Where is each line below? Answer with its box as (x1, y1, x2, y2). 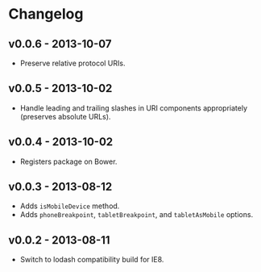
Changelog (8, 5, 84, 23)
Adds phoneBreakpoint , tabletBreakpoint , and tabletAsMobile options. (19, 210, 254, 220)
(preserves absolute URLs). (19, 111, 111, 121)
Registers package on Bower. (19, 157, 118, 166)
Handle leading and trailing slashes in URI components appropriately (19, 103, 248, 113)
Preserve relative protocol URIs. (19, 58, 126, 68)
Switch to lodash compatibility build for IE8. (19, 255, 164, 265)
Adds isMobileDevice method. (19, 201, 120, 211)
